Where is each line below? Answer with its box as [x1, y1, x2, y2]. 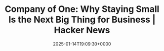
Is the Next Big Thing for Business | [8, 14, 156, 25]
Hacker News [54, 25, 110, 36]
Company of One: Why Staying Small [4, 3, 160, 15]
